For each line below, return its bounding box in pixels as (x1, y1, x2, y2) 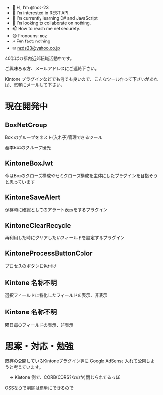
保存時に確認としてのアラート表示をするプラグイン (5, 207, 108, 212)
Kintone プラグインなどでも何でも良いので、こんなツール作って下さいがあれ (5, 76, 158, 82)
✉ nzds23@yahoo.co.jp (12, 45, 60, 51)
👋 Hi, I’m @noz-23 (12, 5, 49, 10)
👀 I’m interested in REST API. (12, 10, 70, 16)
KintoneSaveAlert (5, 193, 61, 202)
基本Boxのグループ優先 (5, 145, 51, 150)
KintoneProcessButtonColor (5, 249, 93, 257)
